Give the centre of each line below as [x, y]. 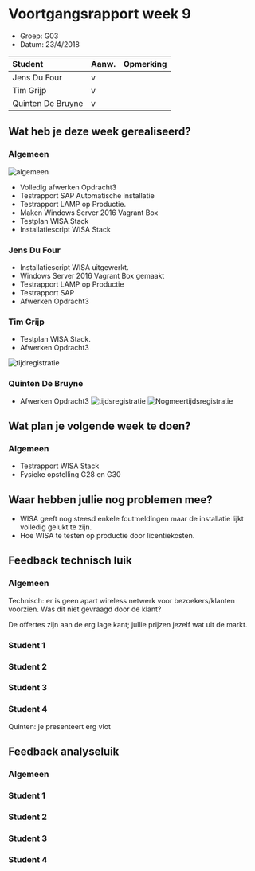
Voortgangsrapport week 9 [100, 14]
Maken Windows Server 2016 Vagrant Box [89, 213]
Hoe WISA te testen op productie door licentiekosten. [107, 536]
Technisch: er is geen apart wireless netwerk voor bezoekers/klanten [122, 600]
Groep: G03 [39, 36]
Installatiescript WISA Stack [65, 229]
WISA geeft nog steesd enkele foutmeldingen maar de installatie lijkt [132, 519]
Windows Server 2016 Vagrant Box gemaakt [92, 275]
